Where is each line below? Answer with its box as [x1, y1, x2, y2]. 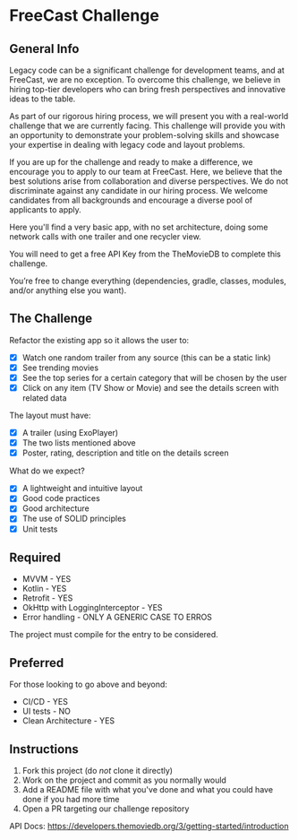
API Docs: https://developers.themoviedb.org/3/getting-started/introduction [9, 821, 289, 831]
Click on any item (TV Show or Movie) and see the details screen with [21, 383, 279, 393]
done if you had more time [21, 794, 120, 804]
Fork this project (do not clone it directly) [21, 766, 173, 775]
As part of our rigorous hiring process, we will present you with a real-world [9, 111, 289, 121]
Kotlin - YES [21, 584, 67, 594]
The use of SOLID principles [21, 513, 127, 524]
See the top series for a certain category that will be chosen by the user [21, 372, 288, 383]
